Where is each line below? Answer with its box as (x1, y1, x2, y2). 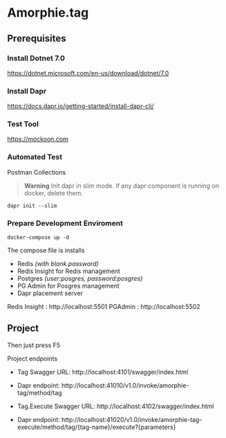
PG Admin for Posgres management (17, 282, 120, 290)
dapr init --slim (7, 202, 57, 209)
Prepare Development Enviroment (7, 218, 123, 228)
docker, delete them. (23, 189, 83, 197)
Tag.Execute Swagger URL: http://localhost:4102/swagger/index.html (17, 402, 214, 410)
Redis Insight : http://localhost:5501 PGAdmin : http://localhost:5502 (7, 303, 200, 311)
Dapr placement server (17, 289, 83, 297)
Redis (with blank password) (17, 260, 99, 268)
